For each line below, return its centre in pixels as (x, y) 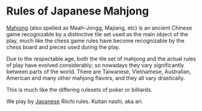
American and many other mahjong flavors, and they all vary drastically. (96, 78)
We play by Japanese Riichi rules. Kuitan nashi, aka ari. (75, 101)
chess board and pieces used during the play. (63, 47)
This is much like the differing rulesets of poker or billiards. (80, 89)
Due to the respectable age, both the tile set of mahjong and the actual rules (101, 59)
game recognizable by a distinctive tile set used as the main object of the (97, 34)
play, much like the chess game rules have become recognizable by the (95, 40)
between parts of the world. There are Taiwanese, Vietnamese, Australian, (99, 71)
